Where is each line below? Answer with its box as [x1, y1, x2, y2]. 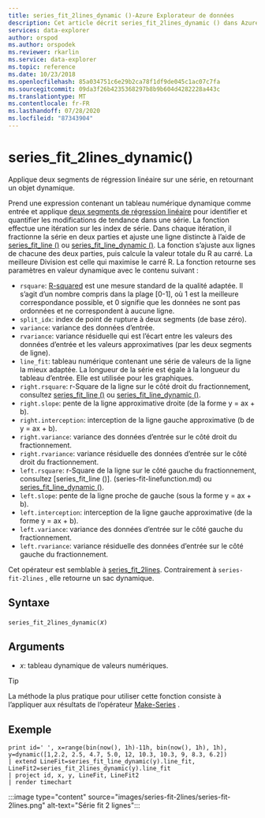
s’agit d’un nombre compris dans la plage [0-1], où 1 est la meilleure [19, 289, 239, 299]
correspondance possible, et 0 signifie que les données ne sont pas [19, 297, 241, 307]
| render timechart [8, 778, 73, 786]
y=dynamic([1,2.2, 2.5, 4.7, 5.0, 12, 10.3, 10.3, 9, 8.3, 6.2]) [8, 751, 227, 759]
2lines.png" [8, 801, 46, 810]
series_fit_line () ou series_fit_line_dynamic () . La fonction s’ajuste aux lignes [8, 240, 256, 250]
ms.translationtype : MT [8, 92, 87, 100]
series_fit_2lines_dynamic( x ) [8, 617, 108, 627]
